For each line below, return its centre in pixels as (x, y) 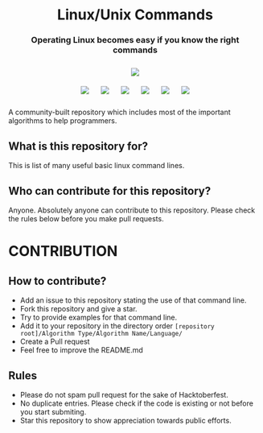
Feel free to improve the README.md (81, 350)
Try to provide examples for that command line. (99, 318)
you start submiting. (53, 411)
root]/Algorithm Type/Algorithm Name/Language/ (101, 334)
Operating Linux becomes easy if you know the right (135, 40)
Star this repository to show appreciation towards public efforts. (125, 420)
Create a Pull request (55, 342)
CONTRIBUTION (63, 252)
